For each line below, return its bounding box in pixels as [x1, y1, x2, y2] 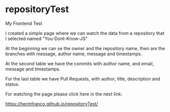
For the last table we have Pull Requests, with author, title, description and [5, 76, 160, 82]
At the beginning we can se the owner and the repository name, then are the [5, 45, 165, 51]
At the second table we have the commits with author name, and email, [5, 60, 154, 66]
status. [5, 81, 20, 87]
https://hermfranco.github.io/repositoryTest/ [5, 100, 98, 107]
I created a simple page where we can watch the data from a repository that [5, 30, 164, 36]
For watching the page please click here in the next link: [5, 91, 123, 97]
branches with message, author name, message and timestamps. [5, 51, 143, 57]
